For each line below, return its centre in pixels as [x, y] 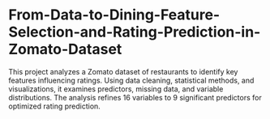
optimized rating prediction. [55, 106]
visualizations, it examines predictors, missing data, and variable [116, 89]
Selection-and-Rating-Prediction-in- [135, 32]
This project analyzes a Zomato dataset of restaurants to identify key [123, 71]
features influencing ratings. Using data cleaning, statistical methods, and [131, 80]
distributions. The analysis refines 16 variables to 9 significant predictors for [135, 97]
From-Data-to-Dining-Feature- [114, 15]
